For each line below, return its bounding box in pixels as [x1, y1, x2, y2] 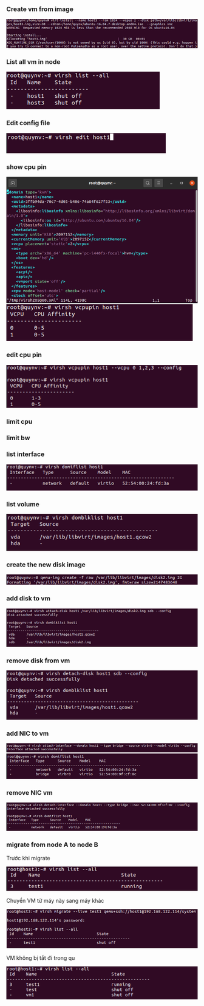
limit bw [6, 433, 30, 442]
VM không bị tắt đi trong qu [6, 954, 75, 961]
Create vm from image [6, 5, 74, 13]
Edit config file [6, 119, 50, 127]
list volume [6, 500, 39, 508]
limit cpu [6, 418, 33, 426]
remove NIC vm [6, 788, 53, 797]
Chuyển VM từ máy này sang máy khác [6, 897, 104, 904]
